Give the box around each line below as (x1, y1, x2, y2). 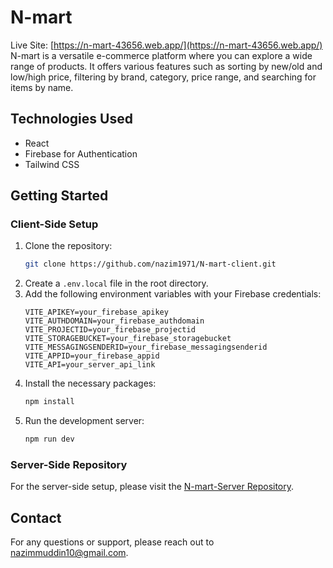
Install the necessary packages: (24, 377, 157, 390)
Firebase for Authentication (24, 147, 138, 160)
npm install (24, 397, 75, 407)
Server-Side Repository (10, 457, 128, 471)
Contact (10, 509, 62, 526)
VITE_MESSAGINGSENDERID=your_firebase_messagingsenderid (24, 342, 268, 353)
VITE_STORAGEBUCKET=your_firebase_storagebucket (24, 334, 232, 344)
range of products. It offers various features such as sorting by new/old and (10, 60, 323, 72)
